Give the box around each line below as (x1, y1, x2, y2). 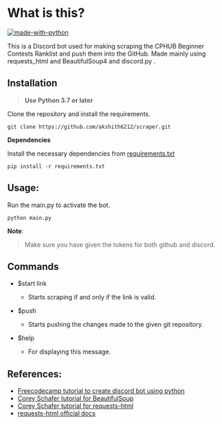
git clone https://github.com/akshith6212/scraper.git (7, 123, 171, 130)
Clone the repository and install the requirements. (7, 109, 151, 118)
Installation (7, 77, 58, 89)
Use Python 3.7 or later (24, 96, 93, 104)
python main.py (7, 214, 52, 221)
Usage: (7, 182, 40, 194)
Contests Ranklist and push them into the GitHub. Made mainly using (7, 49, 206, 58)
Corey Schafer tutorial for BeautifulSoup (17, 394, 134, 403)
